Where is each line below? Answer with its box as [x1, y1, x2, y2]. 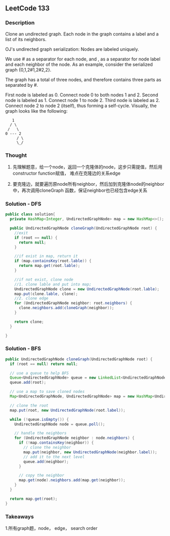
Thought [5, 152, 27, 159]
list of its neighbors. [5, 36, 47, 42]
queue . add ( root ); [10, 380, 47, 385]
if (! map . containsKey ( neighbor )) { [18, 440, 94, 446]
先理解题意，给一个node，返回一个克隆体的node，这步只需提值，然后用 [12, 163, 163, 170]
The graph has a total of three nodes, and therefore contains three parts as [5, 76, 161, 83]
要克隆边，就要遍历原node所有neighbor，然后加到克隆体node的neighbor [12, 181, 164, 187]
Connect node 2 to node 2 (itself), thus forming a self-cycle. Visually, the [5, 103, 157, 109]
